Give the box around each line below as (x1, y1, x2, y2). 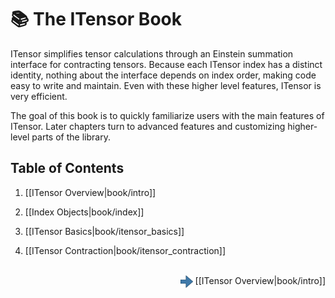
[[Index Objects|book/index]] (24, 206, 145, 218)
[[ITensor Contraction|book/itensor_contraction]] (24, 244, 227, 256)
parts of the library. (31, 131, 111, 143)
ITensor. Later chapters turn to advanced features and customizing (10, 120, 286, 132)
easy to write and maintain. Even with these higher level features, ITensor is (10, 79, 322, 91)
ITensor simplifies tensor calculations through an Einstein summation (10, 47, 294, 60)
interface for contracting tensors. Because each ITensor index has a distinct (10, 58, 323, 70)
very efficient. (10, 90, 68, 102)
